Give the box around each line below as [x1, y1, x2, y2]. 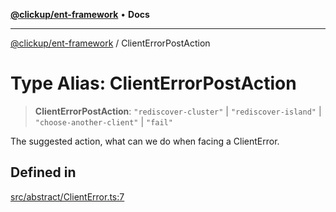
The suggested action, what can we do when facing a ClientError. [10, 135, 280, 147]
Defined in [10, 164, 77, 181]
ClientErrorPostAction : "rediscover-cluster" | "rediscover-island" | [34, 105, 322, 117]
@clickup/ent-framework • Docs [10, 9, 150, 20]
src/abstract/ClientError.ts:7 [10, 190, 125, 203]
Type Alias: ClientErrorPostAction [10, 72, 297, 95]
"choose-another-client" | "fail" [34, 115, 173, 128]
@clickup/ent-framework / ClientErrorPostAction [10, 37, 211, 49]
